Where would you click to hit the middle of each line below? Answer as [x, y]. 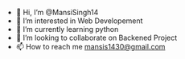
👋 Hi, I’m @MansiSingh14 [57, 12]
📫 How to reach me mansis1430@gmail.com [90, 47]
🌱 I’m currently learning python [67, 29]
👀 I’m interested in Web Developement [79, 21]
